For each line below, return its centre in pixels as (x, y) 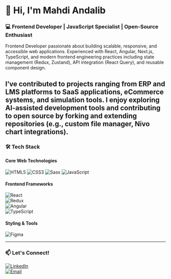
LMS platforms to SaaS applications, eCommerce (84, 92)
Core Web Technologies (31, 161)
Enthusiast (19, 35)
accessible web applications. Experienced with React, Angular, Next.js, (79, 52)
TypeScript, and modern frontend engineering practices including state (80, 57)
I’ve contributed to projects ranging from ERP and (85, 84)
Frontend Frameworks (29, 184)
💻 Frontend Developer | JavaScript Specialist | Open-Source (82, 27)
